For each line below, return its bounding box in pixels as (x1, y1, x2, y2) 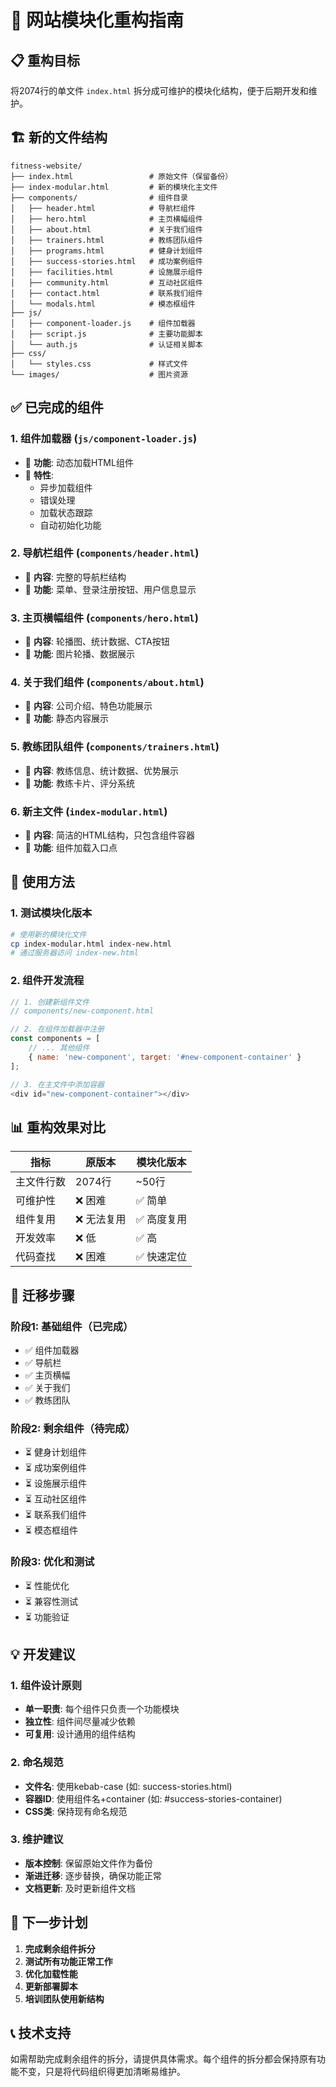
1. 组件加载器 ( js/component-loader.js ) (10, 432, 198, 446)
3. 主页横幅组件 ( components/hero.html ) (10, 611, 199, 625)
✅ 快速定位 (135, 1250, 188, 1264)
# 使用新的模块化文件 (10, 929, 87, 940)
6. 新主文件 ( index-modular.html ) (10, 804, 168, 818)
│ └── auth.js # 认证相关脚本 (10, 339, 203, 350)
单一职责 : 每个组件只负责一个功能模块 (24, 1703, 180, 1715)
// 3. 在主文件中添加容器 (10, 1079, 105, 1090)
